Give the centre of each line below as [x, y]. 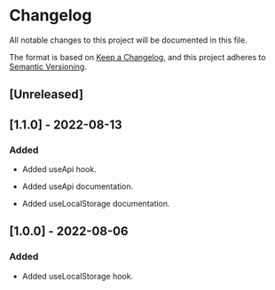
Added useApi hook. [59, 169]
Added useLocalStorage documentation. [96, 204]
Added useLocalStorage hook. [78, 276]
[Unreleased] [47, 94]
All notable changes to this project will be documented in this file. [129, 40]
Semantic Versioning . [48, 67]
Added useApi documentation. [78, 186]
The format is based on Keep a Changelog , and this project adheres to [137, 57]
